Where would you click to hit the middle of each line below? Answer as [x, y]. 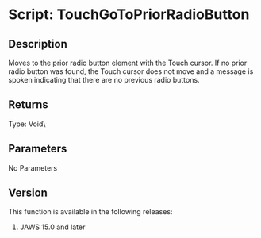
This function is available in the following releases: [90, 212]
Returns [29, 105]
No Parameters [33, 167]
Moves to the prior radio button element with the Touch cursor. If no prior [128, 63]
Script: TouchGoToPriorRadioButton [129, 15]
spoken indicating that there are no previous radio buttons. [104, 80]
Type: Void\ [27, 124]
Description [38, 44]
